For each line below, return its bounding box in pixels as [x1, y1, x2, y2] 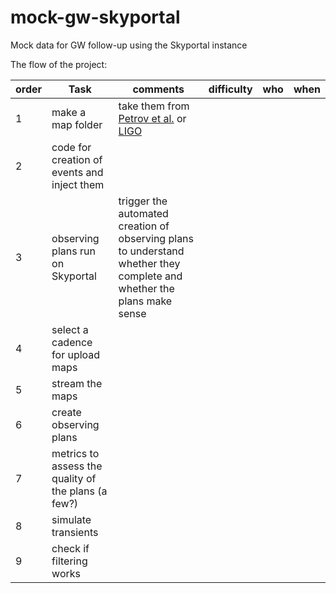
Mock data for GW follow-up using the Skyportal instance [10, 39, 248, 51]
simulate [51, 512, 92, 526]
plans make [118, 294, 173, 308]
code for [51, 140, 92, 154]
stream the [51, 376, 103, 390]
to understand [118, 244, 185, 258]
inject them [51, 177, 105, 191]
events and [51, 165, 104, 179]
